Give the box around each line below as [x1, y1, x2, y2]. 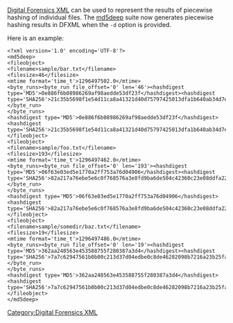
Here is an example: [7, 34, 64, 42]
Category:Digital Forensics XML [7, 308, 98, 316]
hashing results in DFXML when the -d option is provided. [7, 21, 172, 28]
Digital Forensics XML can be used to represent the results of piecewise [7, 6, 213, 14]
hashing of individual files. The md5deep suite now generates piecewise [7, 13, 214, 21]
